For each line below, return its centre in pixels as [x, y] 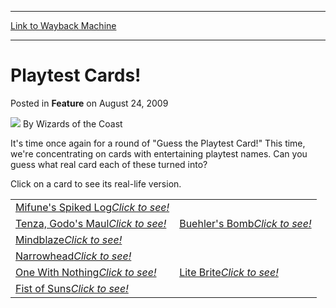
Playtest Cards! [76, 75]
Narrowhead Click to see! [73, 256]
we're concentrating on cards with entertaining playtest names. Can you [159, 153]
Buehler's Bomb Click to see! [245, 223]
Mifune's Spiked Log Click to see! [92, 207]
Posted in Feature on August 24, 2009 [89, 103]
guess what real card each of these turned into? [109, 164]
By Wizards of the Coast [72, 123]
